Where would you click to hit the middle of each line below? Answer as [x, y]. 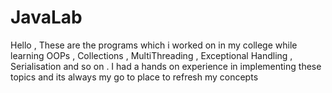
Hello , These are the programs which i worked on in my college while [154, 45]
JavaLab [46, 17]
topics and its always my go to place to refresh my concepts [134, 77]
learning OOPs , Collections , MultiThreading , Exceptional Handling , [151, 55]
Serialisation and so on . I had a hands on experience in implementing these [166, 66]
